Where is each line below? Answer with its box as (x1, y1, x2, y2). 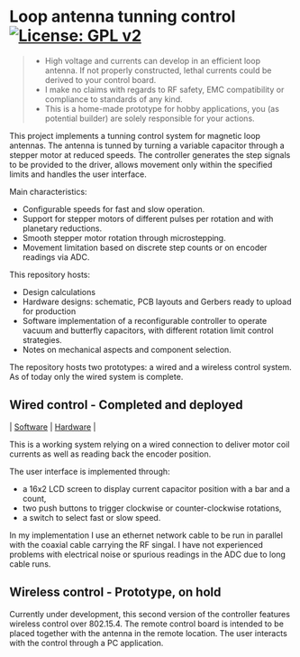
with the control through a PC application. (9, 637, 164, 648)
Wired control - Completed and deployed (9, 397, 243, 412)
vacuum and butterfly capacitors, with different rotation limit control (22, 325, 274, 336)
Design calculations (22, 286, 96, 297)
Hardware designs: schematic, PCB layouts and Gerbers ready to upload (22, 296, 292, 307)
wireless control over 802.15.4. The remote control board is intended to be (9, 618, 284, 629)
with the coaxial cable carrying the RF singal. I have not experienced (9, 539, 264, 550)
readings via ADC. (22, 251, 90, 263)
